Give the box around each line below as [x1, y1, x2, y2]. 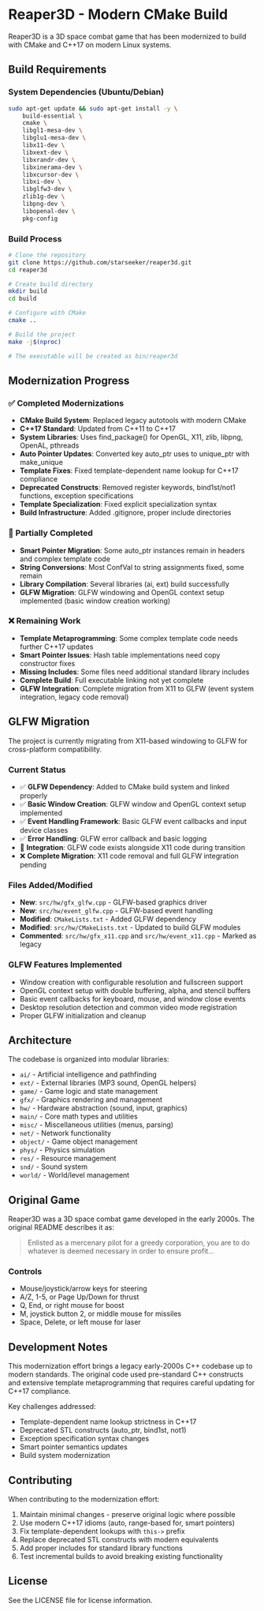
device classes [19, 825, 69, 834]
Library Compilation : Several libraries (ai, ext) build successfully [19, 579, 230, 589]
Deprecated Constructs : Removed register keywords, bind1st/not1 [19, 483, 236, 493]
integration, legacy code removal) [19, 692, 129, 702]
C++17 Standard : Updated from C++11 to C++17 [19, 424, 176, 433]
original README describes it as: [8, 1223, 114, 1232]
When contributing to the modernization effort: [8, 1494, 160, 1504]
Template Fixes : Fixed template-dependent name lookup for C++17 [19, 466, 239, 475]
